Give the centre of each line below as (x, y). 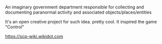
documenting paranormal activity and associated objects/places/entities (78, 12)
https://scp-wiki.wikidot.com (34, 36)
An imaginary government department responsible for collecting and (75, 7)
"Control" (15, 27)
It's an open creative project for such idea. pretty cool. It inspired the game (81, 22)
